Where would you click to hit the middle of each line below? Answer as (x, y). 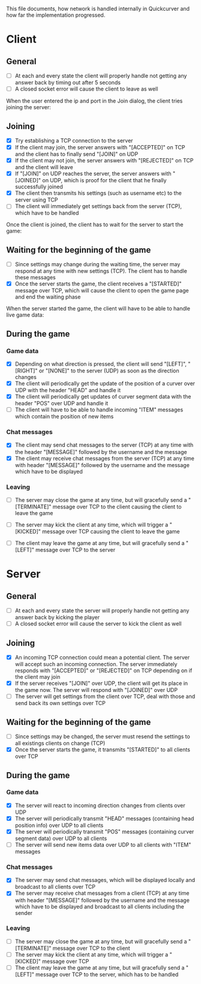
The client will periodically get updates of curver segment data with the (103, 397)
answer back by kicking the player (57, 618)
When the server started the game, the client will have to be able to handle (98, 309)
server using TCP (36, 200)
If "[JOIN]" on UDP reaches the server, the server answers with (93, 174)
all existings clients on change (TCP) (60, 744)
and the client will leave (44, 167)
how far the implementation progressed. (56, 15)
